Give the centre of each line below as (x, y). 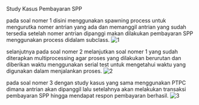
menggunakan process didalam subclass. (58, 40)
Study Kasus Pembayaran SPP (44, 9)
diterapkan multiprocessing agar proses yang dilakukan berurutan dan (94, 58)
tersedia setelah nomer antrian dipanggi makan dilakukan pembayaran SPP (100, 33)
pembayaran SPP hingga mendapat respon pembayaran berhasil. (87, 96)
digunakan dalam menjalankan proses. (54, 71)
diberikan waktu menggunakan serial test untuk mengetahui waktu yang (96, 64)
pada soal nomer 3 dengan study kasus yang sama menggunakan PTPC (96, 83)
